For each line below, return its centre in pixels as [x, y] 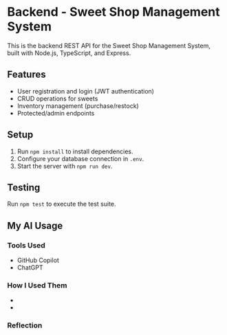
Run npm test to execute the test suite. [62, 204]
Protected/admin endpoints [56, 113]
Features [26, 75]
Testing [24, 187]
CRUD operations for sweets [57, 98]
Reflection [25, 325]
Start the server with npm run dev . [65, 166]
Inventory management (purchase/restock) [78, 106]
